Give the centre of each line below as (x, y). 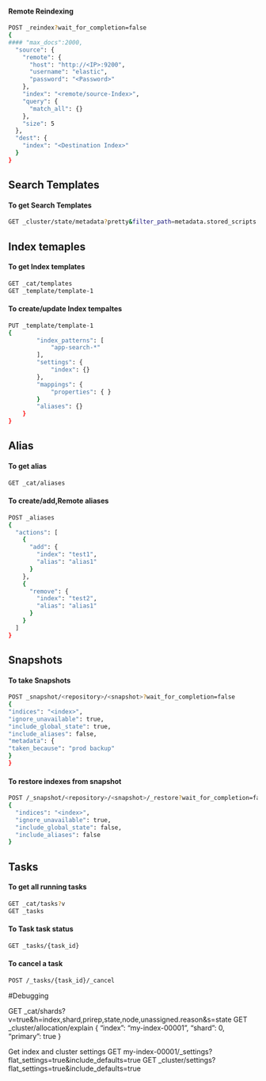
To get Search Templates (50, 205)
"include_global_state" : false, (69, 828)
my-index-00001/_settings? (168, 1051)
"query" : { (40, 101)
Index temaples (47, 247)
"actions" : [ (37, 532)
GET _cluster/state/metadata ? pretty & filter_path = (92, 222)
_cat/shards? (44, 1011)
